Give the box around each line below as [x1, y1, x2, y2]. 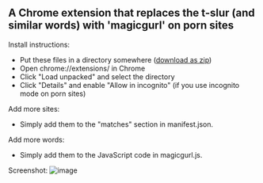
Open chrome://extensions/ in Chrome [19, 63, 146, 73]
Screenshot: [8, 166, 48, 175]
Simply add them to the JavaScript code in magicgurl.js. [19, 150, 203, 159]
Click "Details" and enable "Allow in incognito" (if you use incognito [19, 80, 240, 90]
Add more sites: [8, 104, 60, 113]
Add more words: [8, 135, 65, 144]
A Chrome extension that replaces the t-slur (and [8, 6, 255, 20]
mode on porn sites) [19, 89, 86, 98]
